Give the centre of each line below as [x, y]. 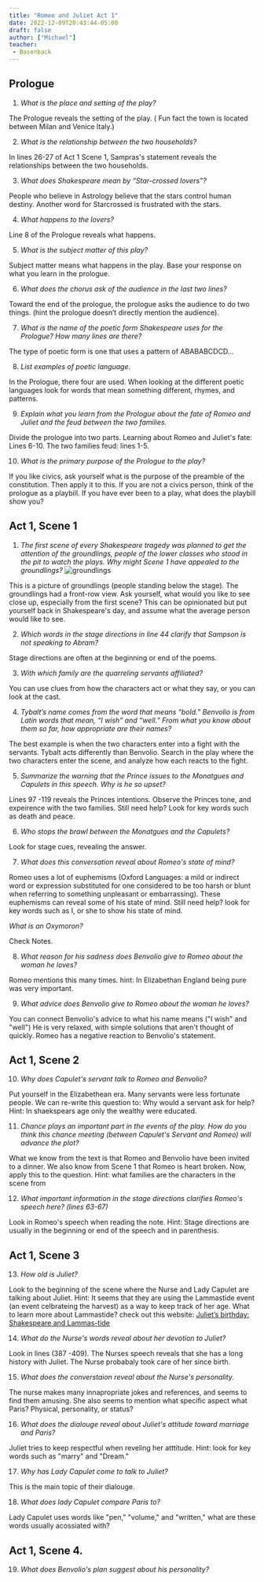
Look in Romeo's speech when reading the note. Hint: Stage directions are [129, 1222]
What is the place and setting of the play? [88, 102]
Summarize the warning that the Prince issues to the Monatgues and [132, 775]
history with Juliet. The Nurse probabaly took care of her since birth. [120, 1362]
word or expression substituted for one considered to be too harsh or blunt [130, 885]
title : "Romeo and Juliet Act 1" [64, 15]
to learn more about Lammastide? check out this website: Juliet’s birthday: [129, 1314]
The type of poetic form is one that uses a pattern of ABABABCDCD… [121, 351]
